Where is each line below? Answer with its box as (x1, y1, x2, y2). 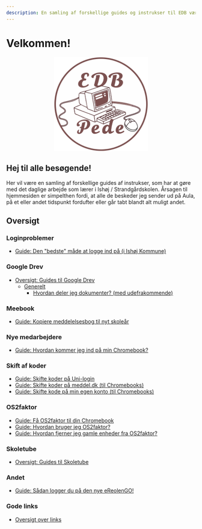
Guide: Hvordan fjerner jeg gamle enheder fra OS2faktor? (14, 430, 158, 437)
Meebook (6, 304, 35, 313)
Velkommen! (6, 36, 71, 50)
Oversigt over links (14, 516, 62, 523)
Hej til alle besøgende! (6, 163, 92, 174)
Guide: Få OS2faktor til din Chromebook (14, 416, 114, 424)
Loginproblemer (6, 234, 54, 242)
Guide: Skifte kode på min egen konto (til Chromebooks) (14, 388, 155, 395)
